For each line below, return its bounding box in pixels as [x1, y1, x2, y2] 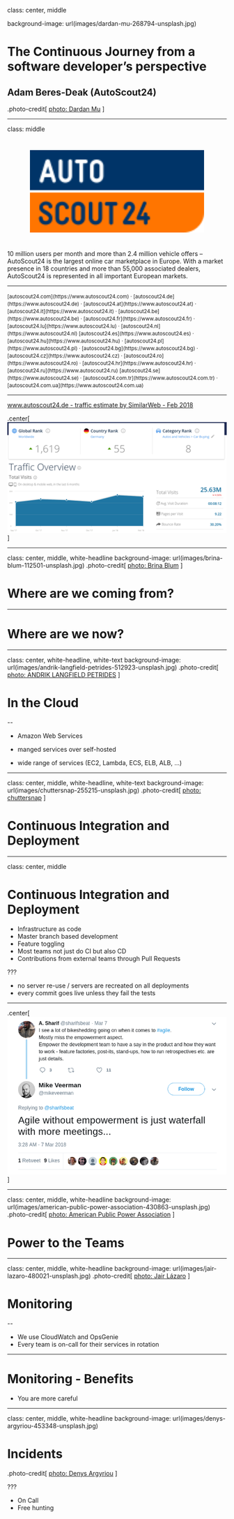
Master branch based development [17, 932, 118, 940]
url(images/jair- [172, 1264, 217, 1273]
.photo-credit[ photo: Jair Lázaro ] [92, 1272, 190, 1280]
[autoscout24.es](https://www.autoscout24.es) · [79, 331, 194, 338]
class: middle [7, 125, 45, 133]
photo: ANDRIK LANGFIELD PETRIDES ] [7, 671, 120, 679]
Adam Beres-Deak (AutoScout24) [7, 86, 157, 98]
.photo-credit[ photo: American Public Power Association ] [7, 1210, 175, 1219]
